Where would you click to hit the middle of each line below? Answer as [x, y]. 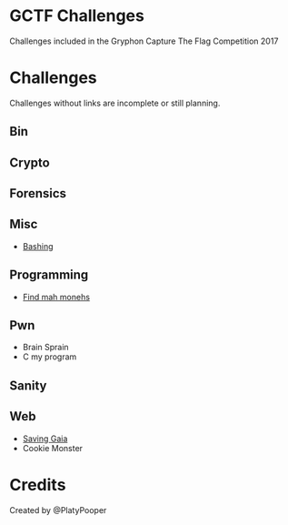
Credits [38, 485]
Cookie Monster [53, 448]
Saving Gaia [45, 439]
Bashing [38, 246]
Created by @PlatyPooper [58, 510]
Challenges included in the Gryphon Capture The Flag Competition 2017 [144, 41]
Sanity [28, 385]
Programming [49, 275]
